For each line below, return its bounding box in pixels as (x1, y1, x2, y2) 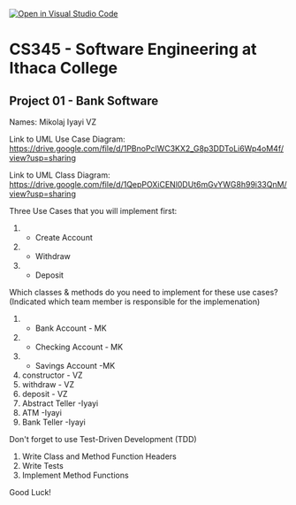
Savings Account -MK (34, 361, 116, 371)
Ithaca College (9, 58, 118, 79)
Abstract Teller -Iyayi (21, 398, 99, 409)
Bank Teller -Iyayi (21, 417, 86, 427)
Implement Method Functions (21, 470, 130, 480)
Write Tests (21, 461, 64, 471)
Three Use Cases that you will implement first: (9, 206, 178, 216)
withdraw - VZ (21, 379, 75, 389)
